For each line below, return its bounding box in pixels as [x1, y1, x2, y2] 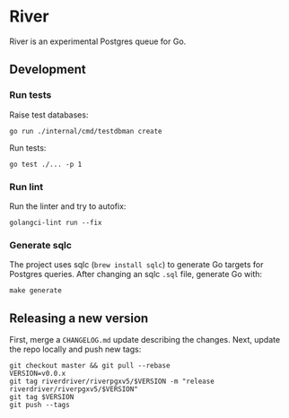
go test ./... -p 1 [9, 160, 83, 169]
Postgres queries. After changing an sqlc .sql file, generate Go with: [9, 269, 263, 280]
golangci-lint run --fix [9, 218, 102, 227]
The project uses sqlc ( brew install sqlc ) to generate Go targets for [9, 259, 264, 270]
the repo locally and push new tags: [9, 344, 142, 355]
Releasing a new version [9, 310, 149, 326]
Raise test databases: [9, 109, 89, 120]
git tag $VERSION [9, 393, 74, 402]
